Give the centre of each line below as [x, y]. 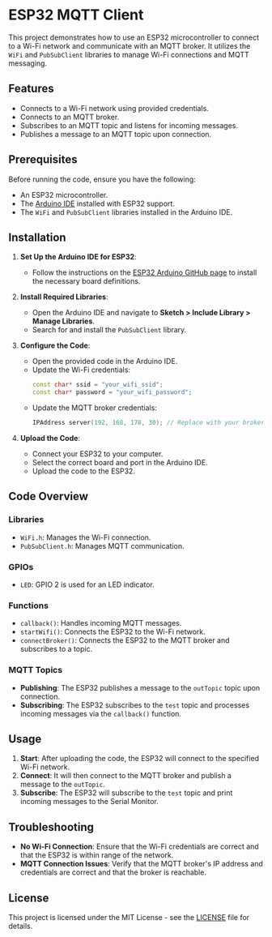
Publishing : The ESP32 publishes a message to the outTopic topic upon [140, 687]
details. [21, 926]
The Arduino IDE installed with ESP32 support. [98, 203]
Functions [28, 605]
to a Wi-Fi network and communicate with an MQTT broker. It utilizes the [130, 45]
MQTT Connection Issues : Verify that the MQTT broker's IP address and [141, 864]
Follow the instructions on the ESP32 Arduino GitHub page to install [144, 272]
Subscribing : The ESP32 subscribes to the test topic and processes [134, 705]
